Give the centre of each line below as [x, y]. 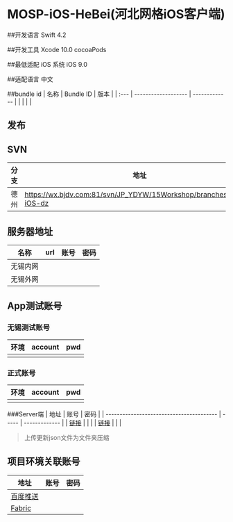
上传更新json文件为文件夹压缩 [67, 437]
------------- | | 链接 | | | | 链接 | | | [73, 423]
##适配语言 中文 [30, 79]
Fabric [21, 508]
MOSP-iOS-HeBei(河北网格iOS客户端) [116, 14]
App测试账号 [35, 306]
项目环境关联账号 [44, 462]
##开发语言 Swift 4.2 [37, 35]
